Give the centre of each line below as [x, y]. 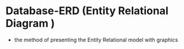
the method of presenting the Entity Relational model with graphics [96, 40]
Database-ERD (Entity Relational [87, 11]
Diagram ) [30, 23]
